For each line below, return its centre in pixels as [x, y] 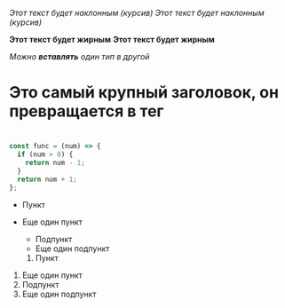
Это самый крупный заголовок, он [144, 93]
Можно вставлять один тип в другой [79, 56]
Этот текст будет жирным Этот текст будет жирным [112, 39]
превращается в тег [87, 111]
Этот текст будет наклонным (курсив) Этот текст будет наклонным [137, 13]
